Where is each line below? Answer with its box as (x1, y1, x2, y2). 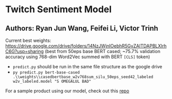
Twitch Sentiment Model (5, 4, 112, 15)
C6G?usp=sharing (5, 48, 44, 54)
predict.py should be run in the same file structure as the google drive (12, 64, 163, 69)
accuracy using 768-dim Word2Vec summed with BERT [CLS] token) (5, 54, 150, 60)
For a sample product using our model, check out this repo (5, 88, 129, 94)
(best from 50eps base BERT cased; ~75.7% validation (45, 48, 161, 54)
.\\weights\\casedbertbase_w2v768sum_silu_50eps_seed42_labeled (12, 75, 154, 80)
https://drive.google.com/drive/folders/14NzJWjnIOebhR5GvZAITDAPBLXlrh (5, 43, 167, 49)
